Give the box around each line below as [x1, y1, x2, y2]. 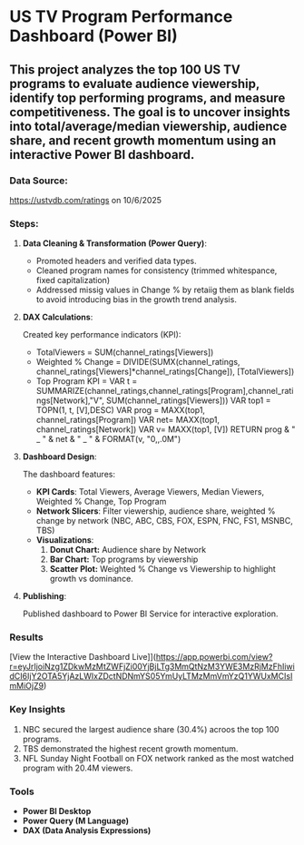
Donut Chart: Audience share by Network [49, 545, 207, 555]
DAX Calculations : [22, 311, 93, 323]
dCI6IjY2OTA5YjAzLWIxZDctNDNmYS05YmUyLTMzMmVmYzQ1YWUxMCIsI [9, 671, 293, 682]
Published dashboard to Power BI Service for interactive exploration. [22, 608, 279, 619]
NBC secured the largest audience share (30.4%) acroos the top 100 [22, 723, 279, 734]
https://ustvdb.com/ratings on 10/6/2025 [9, 194, 162, 205]
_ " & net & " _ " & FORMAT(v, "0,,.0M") [35, 434, 181, 445]
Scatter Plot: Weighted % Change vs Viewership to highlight [49, 564, 277, 575]
